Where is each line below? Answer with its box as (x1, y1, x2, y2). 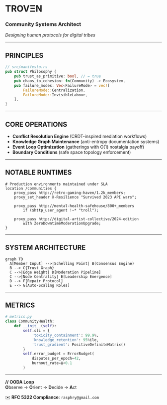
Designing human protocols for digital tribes (5, 32, 95, 38)
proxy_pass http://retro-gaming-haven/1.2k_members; (14, 190, 126, 195)
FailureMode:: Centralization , (23, 88, 85, 93)
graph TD (5, 256, 23, 262)
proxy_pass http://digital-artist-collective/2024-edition (14, 216, 139, 221)
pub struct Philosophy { (5, 69, 57, 74)
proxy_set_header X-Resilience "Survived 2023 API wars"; (14, 195, 137, 200)
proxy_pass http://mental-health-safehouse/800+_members (14, 203, 135, 208)
